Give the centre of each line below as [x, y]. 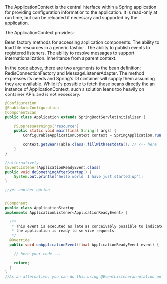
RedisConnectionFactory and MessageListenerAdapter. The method [75, 73]
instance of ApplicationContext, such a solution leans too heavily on [75, 89]
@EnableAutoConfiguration [32, 108]
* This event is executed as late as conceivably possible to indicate [87, 226]
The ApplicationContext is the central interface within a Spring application [81, 7]
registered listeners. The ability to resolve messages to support [70, 53]
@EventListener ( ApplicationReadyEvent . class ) [53, 167]
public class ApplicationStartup [40, 208]
